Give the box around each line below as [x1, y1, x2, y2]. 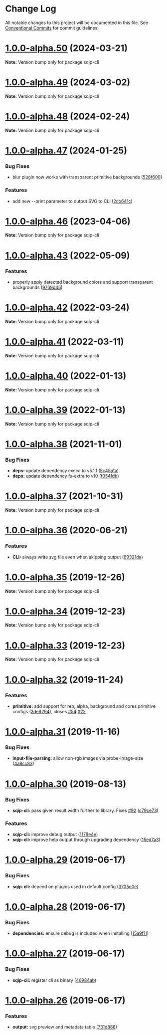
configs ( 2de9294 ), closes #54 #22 [12, 708, 86, 714]
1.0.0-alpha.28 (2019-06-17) [5, 901, 126, 912]
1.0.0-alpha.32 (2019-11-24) [5, 674, 124, 685]
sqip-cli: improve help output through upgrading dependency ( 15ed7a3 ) [12, 837, 161, 843]
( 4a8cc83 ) [12, 760, 34, 767]
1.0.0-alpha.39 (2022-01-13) [5, 404, 126, 416]
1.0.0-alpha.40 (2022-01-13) [5, 370, 127, 381]
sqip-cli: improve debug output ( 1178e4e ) [12, 832, 98, 838]
